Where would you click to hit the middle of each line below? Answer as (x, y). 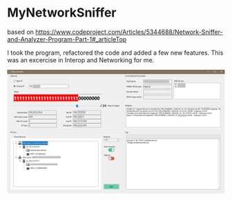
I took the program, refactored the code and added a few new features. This (115, 53)
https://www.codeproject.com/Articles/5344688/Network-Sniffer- (129, 32)
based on (21, 32)
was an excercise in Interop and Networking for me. (81, 60)
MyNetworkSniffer (62, 13)
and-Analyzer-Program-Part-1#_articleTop (67, 39)
